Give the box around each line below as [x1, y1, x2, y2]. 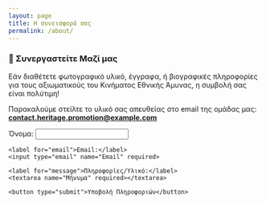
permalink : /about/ [8, 27, 74, 35]
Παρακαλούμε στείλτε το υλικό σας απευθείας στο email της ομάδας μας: [8, 104, 257, 113]
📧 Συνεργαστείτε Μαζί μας [8, 53, 118, 64]
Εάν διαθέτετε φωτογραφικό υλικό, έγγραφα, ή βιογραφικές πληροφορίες [8, 71, 259, 81]
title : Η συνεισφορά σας [8, 19, 92, 27]
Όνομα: [8, 129, 34, 138]
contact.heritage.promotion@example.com [8, 112, 158, 122]
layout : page [8, 11, 52, 20]
